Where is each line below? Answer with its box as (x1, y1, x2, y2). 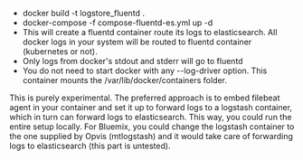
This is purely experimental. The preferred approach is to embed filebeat (9, 92, 280, 103)
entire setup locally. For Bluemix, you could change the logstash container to (9, 121, 295, 132)
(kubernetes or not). (22, 46, 98, 57)
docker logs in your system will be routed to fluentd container (22, 36, 252, 47)
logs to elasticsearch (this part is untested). (9, 140, 171, 151)
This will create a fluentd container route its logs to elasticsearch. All (22, 27, 278, 37)
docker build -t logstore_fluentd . (22, 8, 146, 18)
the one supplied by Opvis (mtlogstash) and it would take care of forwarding (9, 131, 294, 141)
